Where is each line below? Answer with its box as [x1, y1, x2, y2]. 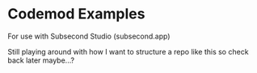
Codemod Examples [7, 5, 145, 23]
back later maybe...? [7, 55, 74, 65]
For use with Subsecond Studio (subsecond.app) [7, 31, 171, 41]
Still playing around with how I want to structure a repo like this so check [7, 47, 249, 56]
